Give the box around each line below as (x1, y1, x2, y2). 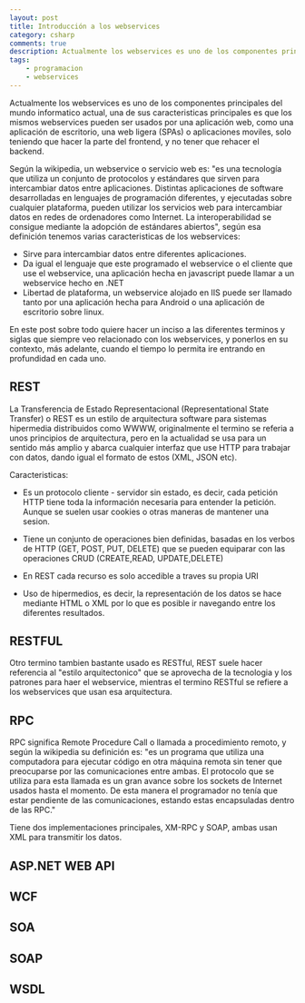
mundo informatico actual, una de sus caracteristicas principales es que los (9, 106, 292, 118)
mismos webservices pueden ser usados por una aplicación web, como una (9, 116, 294, 127)
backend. (9, 145, 44, 156)
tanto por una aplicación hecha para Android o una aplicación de (22, 296, 265, 307)
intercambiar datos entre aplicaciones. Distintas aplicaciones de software (9, 183, 284, 194)
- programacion (25, 65, 84, 74)
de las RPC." (9, 805, 56, 816)
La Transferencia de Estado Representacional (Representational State (9, 403, 270, 414)
